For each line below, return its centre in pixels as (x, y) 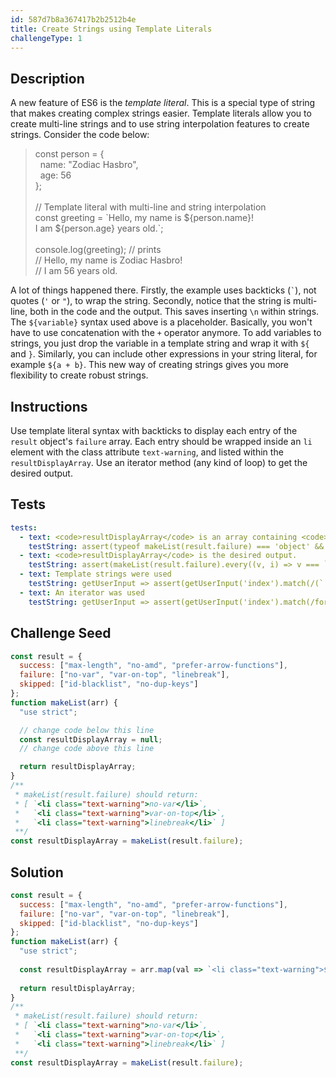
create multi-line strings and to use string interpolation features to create (160, 124)
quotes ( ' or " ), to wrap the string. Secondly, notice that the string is (151, 301)
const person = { (69, 154)
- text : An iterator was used (82, 592)
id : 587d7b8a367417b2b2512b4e (73, 19)
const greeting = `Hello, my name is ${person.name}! (144, 218)
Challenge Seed (61, 633)
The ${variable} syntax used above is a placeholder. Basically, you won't (161, 322)
